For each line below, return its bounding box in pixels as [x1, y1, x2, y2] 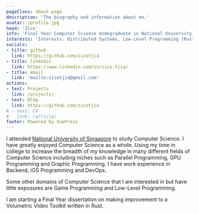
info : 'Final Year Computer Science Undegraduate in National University [6, 31, 192, 37]
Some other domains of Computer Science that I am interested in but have [6, 178, 188, 186]
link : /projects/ [11, 91, 54, 97]
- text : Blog [6, 97, 38, 103]
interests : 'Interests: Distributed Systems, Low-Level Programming [6, 36, 179, 42]
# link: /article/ [6, 113, 57, 119]
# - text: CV [6, 108, 38, 114]
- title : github [6, 47, 46, 53]
